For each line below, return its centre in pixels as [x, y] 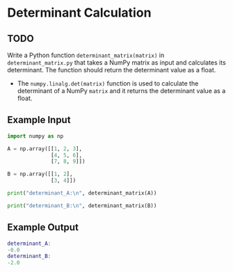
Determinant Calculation [79, 13]
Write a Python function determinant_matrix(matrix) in [86, 55]
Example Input [39, 120]
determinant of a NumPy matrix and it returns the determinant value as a [121, 91]
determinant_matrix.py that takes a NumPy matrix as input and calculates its [116, 63]
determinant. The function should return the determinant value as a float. [112, 70]
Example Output [43, 227]
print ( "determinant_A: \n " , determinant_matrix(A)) [82, 193]
